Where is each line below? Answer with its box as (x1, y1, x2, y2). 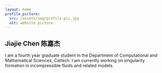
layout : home (5, 7, 32, 12)
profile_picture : (5, 12, 40, 16)
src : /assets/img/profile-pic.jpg (9, 16, 79, 21)
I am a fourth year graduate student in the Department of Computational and (5, 52, 158, 58)
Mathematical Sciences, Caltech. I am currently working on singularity (5, 58, 145, 63)
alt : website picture (9, 20, 53, 25)
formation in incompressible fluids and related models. (5, 63, 114, 69)
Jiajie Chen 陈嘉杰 (5, 39, 61, 48)
